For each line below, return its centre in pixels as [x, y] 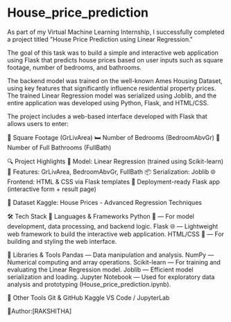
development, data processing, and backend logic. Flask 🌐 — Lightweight [113, 226]
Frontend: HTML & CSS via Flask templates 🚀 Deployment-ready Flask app [114, 181]
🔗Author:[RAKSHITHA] [40, 311]
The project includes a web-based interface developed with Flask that [108, 116]
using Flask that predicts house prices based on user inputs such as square [115, 60]
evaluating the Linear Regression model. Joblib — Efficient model [100, 269]
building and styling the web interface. [62, 241]
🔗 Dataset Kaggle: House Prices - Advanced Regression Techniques [105, 202]
